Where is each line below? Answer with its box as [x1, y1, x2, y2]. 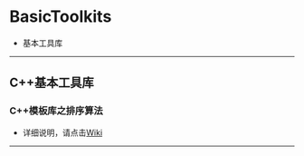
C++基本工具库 [9, 75, 95, 91]
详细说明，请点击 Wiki [22, 127, 103, 138]
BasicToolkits [9, 6, 112, 27]
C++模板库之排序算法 [9, 104, 104, 117]
